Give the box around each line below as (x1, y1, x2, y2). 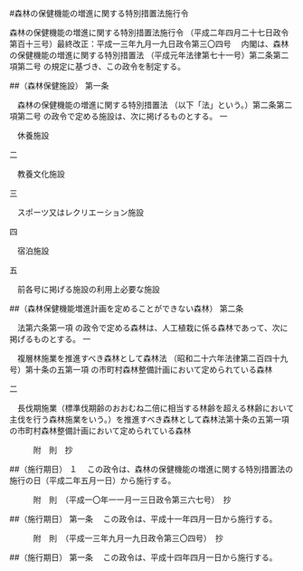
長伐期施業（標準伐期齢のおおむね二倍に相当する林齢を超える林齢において (16, 403, 295, 414)
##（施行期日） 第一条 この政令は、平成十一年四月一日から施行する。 (9, 514, 278, 524)
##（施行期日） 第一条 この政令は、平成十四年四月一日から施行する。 (9, 552, 278, 563)
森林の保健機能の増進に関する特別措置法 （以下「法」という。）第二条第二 (16, 100, 293, 110)
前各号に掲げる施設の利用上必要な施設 (16, 284, 160, 294)
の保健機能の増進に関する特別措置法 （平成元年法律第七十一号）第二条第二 (9, 50, 289, 61)
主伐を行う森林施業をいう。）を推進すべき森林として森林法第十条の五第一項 (9, 414, 289, 424)
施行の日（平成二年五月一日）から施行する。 (9, 475, 176, 486)
